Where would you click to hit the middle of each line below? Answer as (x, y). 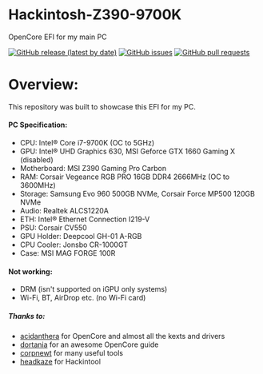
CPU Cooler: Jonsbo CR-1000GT (74, 245)
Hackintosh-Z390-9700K (95, 15)
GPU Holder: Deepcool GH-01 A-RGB (81, 237)
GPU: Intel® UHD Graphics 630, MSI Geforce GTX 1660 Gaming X (128, 151)
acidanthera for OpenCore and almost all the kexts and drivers (122, 336)
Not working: (31, 271)
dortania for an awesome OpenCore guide (89, 344)
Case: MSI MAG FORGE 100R (68, 253)
